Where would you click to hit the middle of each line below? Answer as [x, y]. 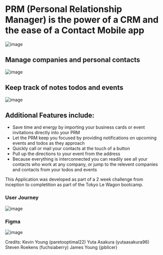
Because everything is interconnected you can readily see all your [80, 159]
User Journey [22, 198]
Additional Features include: [50, 115]
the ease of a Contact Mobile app [75, 30]
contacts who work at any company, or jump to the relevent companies [85, 164]
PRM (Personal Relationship [64, 9]
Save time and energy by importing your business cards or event [79, 127]
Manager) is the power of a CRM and [82, 20]
